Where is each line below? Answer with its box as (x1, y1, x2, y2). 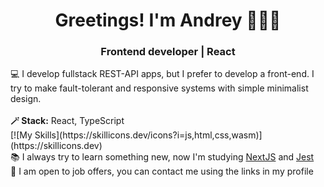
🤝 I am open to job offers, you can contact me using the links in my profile (10, 165, 314, 178)
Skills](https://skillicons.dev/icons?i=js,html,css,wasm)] (34, 129, 263, 141)
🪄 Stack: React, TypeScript (10, 115, 125, 127)
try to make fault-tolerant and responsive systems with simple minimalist (10, 82, 309, 94)
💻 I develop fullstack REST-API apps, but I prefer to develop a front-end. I (10, 68, 315, 80)
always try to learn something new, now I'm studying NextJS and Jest (26, 151, 315, 163)
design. (10, 93, 42, 105)
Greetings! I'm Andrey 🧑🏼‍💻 (54, 9, 282, 32)
